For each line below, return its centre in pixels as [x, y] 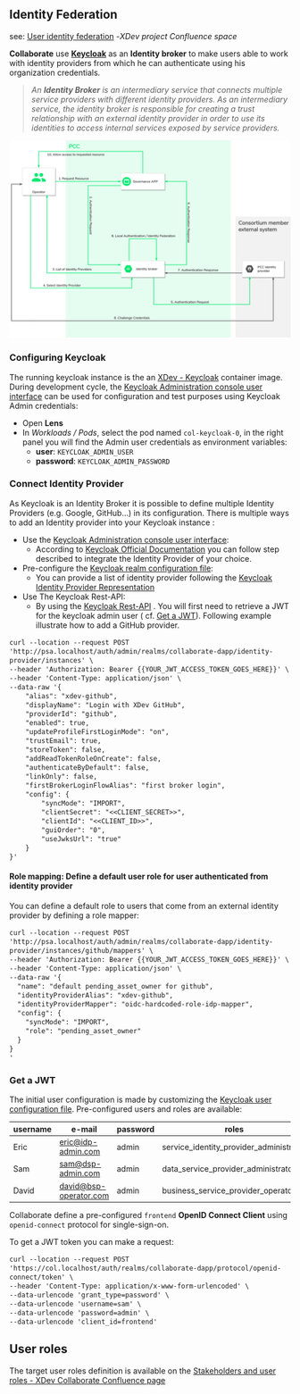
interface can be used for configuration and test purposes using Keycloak [145, 396]
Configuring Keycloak [58, 358]
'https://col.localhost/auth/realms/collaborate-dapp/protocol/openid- [145, 1269]
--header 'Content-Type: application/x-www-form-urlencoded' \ [129, 1286]
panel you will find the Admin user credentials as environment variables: [154, 442]
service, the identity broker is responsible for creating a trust [143, 109]
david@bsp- [83, 1186]
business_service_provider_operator [229, 1190]
